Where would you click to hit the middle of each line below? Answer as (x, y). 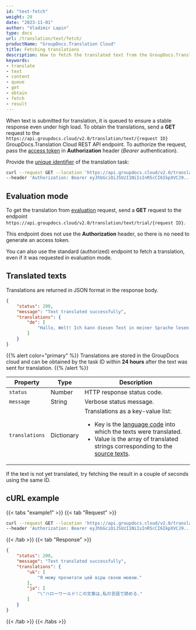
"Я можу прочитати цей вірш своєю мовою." (90, 577)
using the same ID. (28, 480)
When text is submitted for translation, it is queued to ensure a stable (89, 120)
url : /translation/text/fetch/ (44, 39)
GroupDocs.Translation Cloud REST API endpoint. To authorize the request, (96, 144)
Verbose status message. (119, 401)
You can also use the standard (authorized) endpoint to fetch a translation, (95, 251)
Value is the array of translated (136, 439)
